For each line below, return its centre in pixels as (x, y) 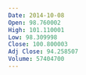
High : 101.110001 (36, 30)
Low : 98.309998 (33, 37)
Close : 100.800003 (38, 45)
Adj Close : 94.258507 (43, 52)
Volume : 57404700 (36, 59)
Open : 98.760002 (34, 23)
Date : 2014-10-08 (36, 15)
